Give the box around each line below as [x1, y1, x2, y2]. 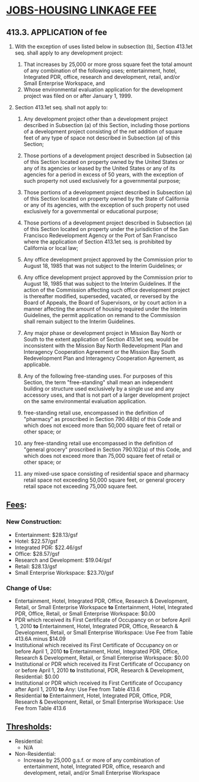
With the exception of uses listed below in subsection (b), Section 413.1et [14, 43, 193, 50]
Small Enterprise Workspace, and [23, 80, 105, 87]
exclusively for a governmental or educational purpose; [23, 208, 159, 214]
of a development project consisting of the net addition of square [23, 128, 182, 135]
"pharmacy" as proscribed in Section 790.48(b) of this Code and [23, 416, 182, 422]
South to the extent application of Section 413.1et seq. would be [23, 336, 179, 343]
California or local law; [23, 245, 79, 251]
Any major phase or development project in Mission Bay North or [23, 330, 182, 336]
